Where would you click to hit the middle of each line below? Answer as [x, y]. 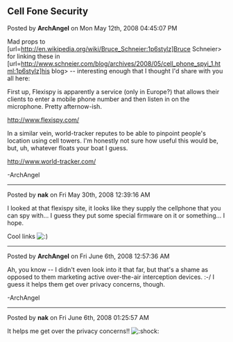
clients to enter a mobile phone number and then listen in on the [98, 99]
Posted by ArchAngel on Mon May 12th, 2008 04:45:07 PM [92, 28]
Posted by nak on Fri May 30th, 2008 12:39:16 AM [79, 195]
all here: [19, 78]
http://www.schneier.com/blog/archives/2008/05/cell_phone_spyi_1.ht [120, 63]
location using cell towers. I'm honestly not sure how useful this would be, [113, 141]
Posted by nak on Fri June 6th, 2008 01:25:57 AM [78, 317]
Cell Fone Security [48, 11]
